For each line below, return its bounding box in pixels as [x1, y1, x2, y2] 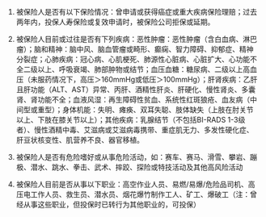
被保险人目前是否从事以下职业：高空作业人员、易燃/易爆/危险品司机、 [15, 180, 248, 189]
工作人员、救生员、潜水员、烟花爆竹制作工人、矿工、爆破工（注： [30, 190, 251, 199]
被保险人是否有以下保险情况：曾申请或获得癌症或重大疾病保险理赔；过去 [15, 7, 257, 16]
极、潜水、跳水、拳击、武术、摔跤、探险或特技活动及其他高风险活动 [15, 162, 243, 172]
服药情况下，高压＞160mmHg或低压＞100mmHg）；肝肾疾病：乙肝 [37, 75, 258, 84]
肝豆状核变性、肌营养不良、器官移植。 [15, 136, 144, 144]
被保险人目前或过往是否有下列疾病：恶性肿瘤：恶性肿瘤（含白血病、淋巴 [15, 35, 257, 44]
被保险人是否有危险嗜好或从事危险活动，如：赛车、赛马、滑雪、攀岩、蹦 [15, 152, 257, 161]
